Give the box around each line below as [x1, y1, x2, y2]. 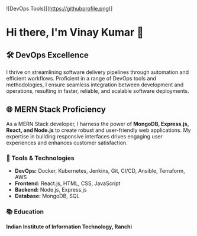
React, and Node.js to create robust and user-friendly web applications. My [6, 127, 191, 134]
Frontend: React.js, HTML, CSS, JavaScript [14, 180, 121, 187]
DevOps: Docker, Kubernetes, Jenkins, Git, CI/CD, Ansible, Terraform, [14, 167, 185, 174]
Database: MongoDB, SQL [14, 192, 80, 200]
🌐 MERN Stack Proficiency [6, 105, 106, 115]
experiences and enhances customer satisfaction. [6, 139, 128, 146]
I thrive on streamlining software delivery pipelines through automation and [6, 69, 189, 76]
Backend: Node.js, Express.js [14, 186, 87, 193]
